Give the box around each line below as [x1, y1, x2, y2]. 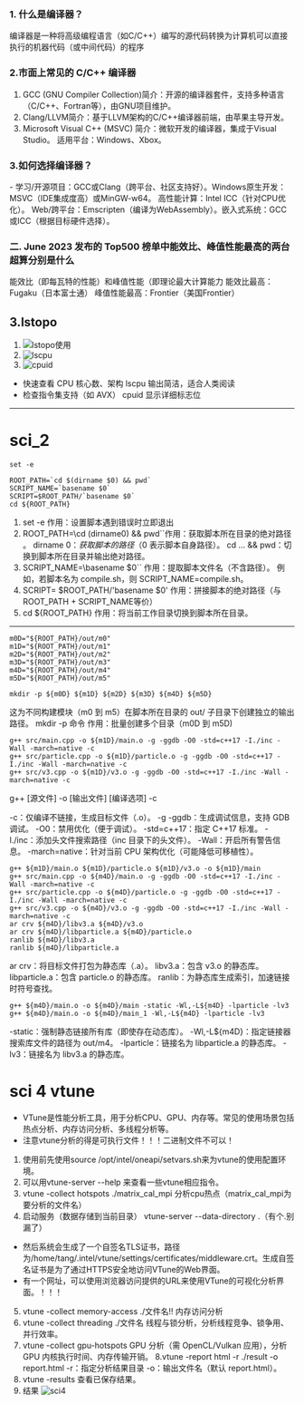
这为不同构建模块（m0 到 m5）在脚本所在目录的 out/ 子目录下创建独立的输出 [9, 706, 295, 717]
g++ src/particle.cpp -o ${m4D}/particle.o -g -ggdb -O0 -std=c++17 [9, 887, 273, 896]
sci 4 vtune [9, 1081, 96, 1102]
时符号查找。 [9, 983, 57, 993]
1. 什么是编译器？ [9, 7, 84, 20]
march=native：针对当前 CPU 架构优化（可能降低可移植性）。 [31, 846, 259, 857]
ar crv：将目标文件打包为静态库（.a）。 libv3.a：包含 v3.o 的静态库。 [9, 960, 264, 971]
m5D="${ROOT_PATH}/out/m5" [9, 673, 111, 683]
